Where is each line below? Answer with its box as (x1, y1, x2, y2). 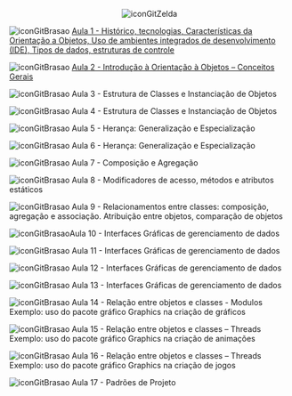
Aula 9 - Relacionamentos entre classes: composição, (71, 201, 270, 212)
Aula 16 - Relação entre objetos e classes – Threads (71, 351, 262, 360)
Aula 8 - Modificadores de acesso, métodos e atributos (71, 174, 274, 185)
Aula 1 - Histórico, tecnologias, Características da (71, 26, 253, 36)
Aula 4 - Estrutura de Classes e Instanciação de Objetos (71, 106, 278, 116)
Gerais (9, 71, 34, 82)
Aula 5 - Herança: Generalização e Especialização (71, 123, 255, 133)
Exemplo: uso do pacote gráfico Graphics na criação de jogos (9, 360, 236, 370)
